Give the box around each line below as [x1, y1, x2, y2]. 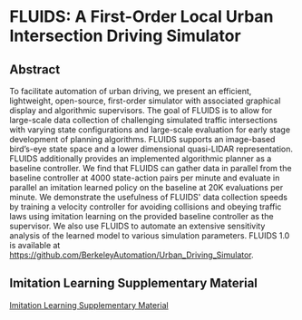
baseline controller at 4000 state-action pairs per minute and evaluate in [9, 172, 280, 183]
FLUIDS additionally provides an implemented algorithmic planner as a [9, 153, 272, 164]
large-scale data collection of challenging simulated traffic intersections [9, 115, 278, 125]
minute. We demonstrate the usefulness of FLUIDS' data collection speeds [9, 192, 288, 202]
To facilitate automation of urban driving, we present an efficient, [9, 86, 252, 96]
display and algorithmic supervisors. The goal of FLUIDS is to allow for [9, 105, 273, 115]
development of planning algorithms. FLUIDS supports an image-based [9, 134, 276, 144]
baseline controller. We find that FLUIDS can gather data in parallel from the [9, 163, 292, 173]
